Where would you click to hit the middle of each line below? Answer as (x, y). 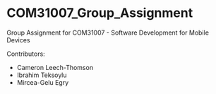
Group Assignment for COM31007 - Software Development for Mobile (108, 33)
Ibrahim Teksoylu (42, 75)
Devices (18, 40)
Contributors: (26, 54)
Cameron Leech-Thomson (55, 67)
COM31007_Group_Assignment (100, 13)
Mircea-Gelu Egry (43, 82)
